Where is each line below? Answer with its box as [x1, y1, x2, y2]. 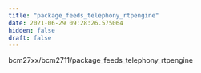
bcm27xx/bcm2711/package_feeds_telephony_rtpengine [8, 56, 194, 65]
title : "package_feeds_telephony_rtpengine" [8, 11, 159, 20]
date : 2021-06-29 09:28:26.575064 [8, 19, 124, 27]
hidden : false [8, 26, 56, 34]
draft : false [8, 33, 52, 42]
